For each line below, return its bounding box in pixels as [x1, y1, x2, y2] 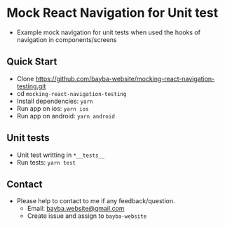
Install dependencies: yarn [16, 97, 93, 105]
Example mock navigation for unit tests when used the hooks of [16, 28, 201, 36]
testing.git [16, 82, 46, 90]
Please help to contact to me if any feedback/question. [16, 197, 176, 205]
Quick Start [6, 56, 57, 68]
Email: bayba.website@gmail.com [27, 205, 125, 213]
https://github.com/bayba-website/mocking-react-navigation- [35, 74, 215, 83]
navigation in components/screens [16, 35, 117, 43]
